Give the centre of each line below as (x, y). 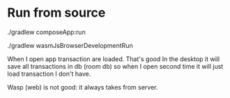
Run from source (56, 13)
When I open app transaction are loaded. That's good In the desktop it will (114, 59)
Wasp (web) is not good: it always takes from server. (83, 87)
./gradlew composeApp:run (46, 32)
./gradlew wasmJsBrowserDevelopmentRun (70, 45)
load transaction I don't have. (49, 74)
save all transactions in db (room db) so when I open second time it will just (115, 66)
